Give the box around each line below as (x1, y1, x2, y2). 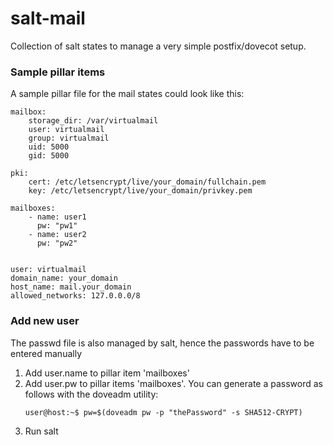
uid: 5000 (28, 142, 70, 152)
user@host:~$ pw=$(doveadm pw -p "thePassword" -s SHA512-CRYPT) (24, 407, 303, 417)
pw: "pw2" (36, 238, 78, 249)
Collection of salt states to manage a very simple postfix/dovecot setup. (10, 40, 307, 52)
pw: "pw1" (36, 221, 78, 231)
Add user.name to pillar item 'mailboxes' (24, 367, 190, 379)
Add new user (10, 314, 80, 328)
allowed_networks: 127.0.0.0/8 (10, 291, 141, 301)
